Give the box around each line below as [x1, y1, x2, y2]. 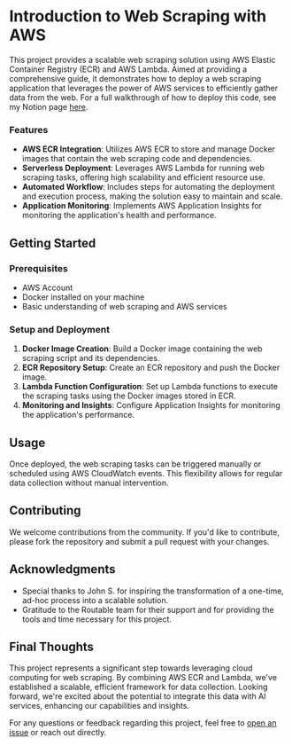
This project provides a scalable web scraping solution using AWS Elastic [9, 54, 276, 65]
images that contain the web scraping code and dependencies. [21, 153, 252, 164]
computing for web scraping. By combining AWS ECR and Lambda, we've [9, 672, 277, 683]
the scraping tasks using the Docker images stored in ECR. [21, 390, 236, 401]
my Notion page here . [9, 101, 88, 112]
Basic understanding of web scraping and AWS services [21, 301, 227, 311]
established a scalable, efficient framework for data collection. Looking [9, 681, 268, 693]
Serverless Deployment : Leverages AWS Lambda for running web [21, 162, 265, 174]
